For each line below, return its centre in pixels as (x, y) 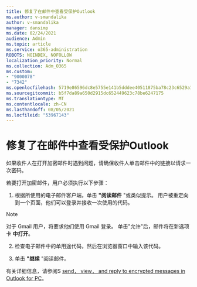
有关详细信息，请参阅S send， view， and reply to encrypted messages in (96, 271)
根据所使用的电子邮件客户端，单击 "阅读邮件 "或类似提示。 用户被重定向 (101, 195)
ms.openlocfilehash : (31, 88)
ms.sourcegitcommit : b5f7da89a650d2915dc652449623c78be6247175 (85, 93)
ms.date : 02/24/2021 (31, 33)
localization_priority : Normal (44, 60)
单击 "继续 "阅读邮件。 (42, 259)
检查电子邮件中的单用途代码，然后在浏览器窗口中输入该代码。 (89, 246)
